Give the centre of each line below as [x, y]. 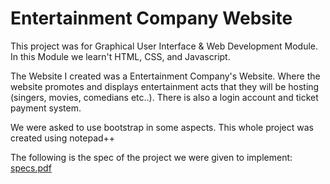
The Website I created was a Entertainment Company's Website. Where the [165, 76]
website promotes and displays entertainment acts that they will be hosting [165, 86]
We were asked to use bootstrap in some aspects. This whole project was [162, 127]
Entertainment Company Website [151, 18]
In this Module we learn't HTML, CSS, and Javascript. [120, 56]
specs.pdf [31, 168]
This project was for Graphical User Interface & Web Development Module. [164, 46]
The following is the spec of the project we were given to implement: [151, 157]
